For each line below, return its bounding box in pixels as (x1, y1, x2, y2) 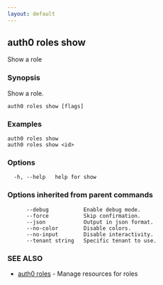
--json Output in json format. (26, 219, 154, 226)
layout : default (7, 10, 55, 18)
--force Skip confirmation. (26, 212, 141, 219)
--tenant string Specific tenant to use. (26, 237, 157, 244)
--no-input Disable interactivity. (26, 231, 154, 238)
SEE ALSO (7, 253, 43, 263)
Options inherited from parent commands (7, 190, 154, 200)
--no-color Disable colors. (26, 224, 132, 232)
